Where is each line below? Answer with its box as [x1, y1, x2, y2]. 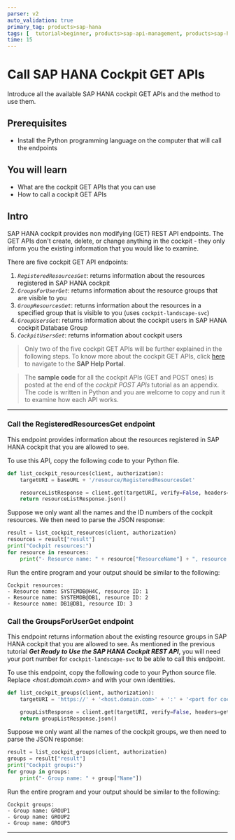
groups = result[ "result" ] [7, 755, 86, 762]
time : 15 [7, 36, 33, 44]
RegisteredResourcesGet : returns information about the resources [17, 271, 205, 279]
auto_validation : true [7, 17, 73, 24]
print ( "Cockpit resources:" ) [7, 542, 92, 549]
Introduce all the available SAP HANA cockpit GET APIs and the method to [7, 90, 220, 98]
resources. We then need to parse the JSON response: [7, 516, 165, 524]
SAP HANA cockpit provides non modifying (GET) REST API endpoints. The [7, 229, 224, 237]
